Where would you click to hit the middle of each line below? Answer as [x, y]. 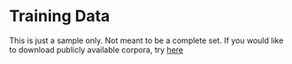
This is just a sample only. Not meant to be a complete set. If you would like [146, 40]
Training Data [60, 16]
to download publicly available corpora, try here [96, 49]
